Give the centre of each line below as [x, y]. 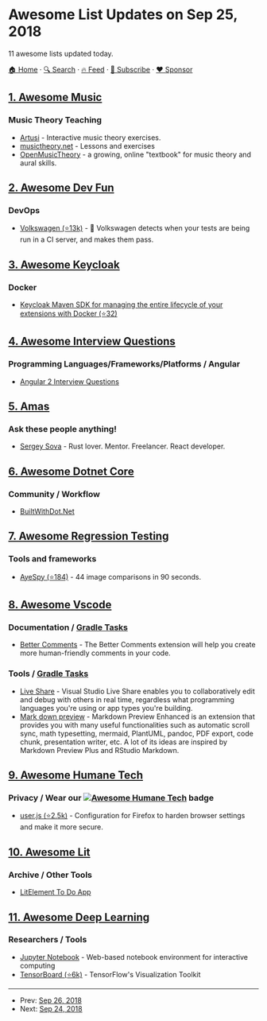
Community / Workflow [54, 494]
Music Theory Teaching [55, 120]
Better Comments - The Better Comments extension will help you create [137, 645]
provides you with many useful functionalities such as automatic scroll [135, 724]
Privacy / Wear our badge [111, 798]
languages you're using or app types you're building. [106, 708]
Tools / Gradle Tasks [48, 674]
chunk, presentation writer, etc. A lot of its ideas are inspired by [124, 742]
